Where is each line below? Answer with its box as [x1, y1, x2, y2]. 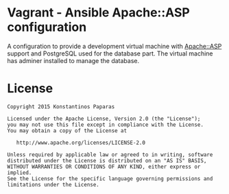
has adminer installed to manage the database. [7, 56, 139, 64]
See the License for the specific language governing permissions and [7, 175, 213, 182]
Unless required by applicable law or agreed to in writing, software [7, 151, 213, 158]
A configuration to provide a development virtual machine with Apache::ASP [7, 42, 222, 50]
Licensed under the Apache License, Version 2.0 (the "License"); [7, 115, 201, 122]
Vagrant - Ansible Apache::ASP [7, 5, 191, 21]
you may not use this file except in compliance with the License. [7, 121, 204, 128]
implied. [7, 169, 32, 176]
